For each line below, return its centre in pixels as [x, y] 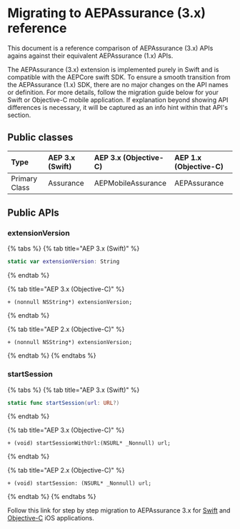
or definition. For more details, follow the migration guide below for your [113, 92]
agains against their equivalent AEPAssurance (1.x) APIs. [90, 56]
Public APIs [33, 213]
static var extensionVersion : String [64, 262]
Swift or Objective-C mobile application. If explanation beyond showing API [118, 100]
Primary [24, 178]
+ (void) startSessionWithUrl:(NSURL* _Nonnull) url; [89, 443]
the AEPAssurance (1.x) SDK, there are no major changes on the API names [118, 84]
